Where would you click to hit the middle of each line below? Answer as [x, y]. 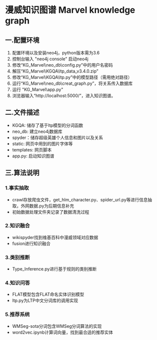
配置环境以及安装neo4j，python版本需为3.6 [56, 53]
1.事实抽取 [17, 188]
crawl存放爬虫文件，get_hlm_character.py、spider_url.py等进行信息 [80, 199]
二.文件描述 [22, 112]
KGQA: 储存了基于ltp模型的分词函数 [48, 125]
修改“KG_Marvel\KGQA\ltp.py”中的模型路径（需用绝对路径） [72, 77]
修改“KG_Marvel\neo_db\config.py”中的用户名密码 [62, 65]
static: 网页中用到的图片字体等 [42, 144]
